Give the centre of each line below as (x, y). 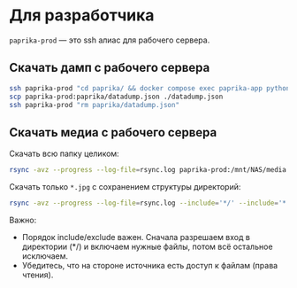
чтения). (38, 275)
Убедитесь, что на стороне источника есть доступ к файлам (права (150, 265)
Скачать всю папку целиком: (64, 154)
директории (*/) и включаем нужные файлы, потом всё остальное (147, 246)
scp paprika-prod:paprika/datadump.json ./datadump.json (116, 97)
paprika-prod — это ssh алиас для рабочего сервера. (110, 40)
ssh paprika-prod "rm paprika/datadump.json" (94, 105)
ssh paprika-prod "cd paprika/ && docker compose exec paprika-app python (150, 88)
